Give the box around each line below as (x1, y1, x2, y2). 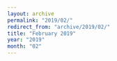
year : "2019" (7, 36, 45, 43)
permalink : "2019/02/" (7, 17, 73, 24)
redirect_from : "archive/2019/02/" (7, 23, 111, 30)
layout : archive (7, 10, 54, 18)
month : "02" (7, 43, 42, 50)
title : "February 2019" (7, 29, 77, 37)
